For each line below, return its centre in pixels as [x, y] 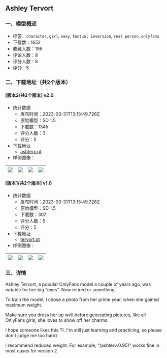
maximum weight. [24, 305]
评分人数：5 [33, 221]
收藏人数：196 [27, 48]
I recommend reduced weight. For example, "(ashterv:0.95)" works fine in [82, 345]
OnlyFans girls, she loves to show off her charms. [57, 320]
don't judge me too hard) [31, 336]
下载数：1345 [34, 126]
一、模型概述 [21, 24]
